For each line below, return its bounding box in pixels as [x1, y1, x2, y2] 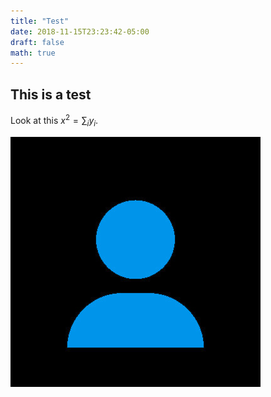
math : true [10, 48, 56, 58]
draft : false [10, 37, 65, 47]
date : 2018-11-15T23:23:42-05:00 [10, 26, 150, 37]
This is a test [10, 86, 92, 103]
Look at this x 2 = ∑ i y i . [10, 113, 99, 129]
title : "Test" [10, 16, 70, 26]
